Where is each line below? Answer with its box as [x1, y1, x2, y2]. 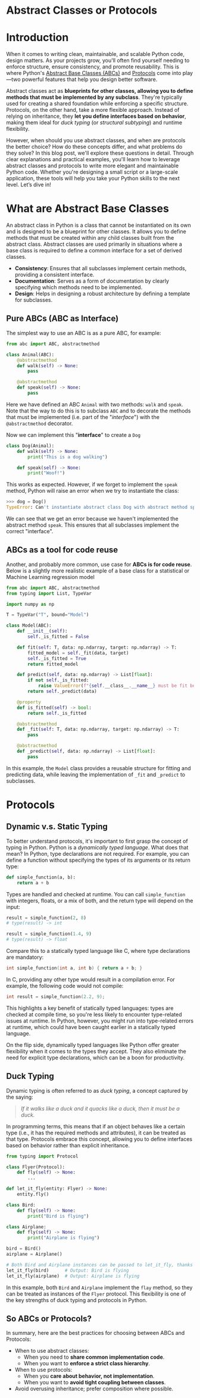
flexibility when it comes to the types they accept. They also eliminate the [6, 1047, 186, 1055]
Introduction [6, 31, 69, 45]
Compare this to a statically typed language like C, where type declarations [6, 947, 190, 955]
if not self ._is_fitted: [27, 677, 89, 683]
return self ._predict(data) [27, 689, 97, 695]
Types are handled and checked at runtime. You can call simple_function [6, 890, 186, 897]
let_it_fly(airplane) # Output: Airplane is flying [6, 1273, 140, 1279]
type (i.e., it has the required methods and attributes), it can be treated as [6, 1129, 186, 1136]
